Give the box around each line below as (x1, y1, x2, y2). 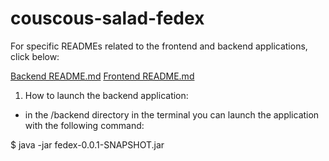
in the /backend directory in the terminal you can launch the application (24, 108, 320, 121)
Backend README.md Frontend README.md (10, 70, 195, 82)
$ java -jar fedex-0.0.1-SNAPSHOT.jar (10, 138, 165, 151)
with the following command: (24, 119, 145, 131)
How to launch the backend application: (24, 89, 189, 101)
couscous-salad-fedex (10, 7, 205, 30)
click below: (10, 50, 60, 62)
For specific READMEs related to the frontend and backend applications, (10, 40, 308, 52)
